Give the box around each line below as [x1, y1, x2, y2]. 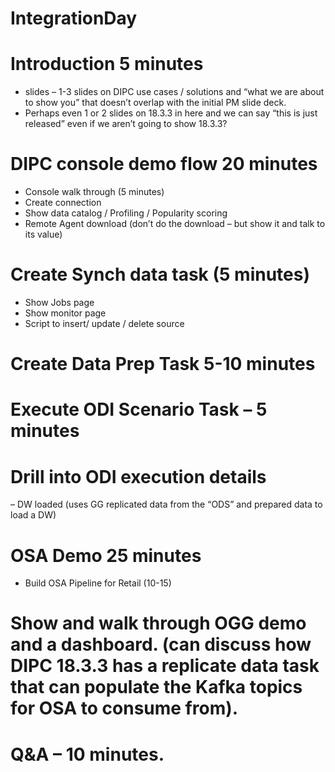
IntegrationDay [10, 7, 138, 30]
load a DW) [10, 509, 57, 521]
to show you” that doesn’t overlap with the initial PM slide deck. [24, 97, 287, 109]
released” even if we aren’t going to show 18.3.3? [24, 118, 228, 130]
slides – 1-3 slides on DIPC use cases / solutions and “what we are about [24, 86, 325, 98]
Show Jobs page [24, 297, 95, 308]
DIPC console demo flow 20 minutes [10, 153, 318, 176]
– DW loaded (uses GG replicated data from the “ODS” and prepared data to [10, 498, 323, 511]
